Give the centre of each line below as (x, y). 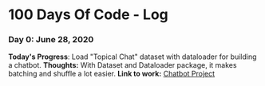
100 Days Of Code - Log (89, 15)
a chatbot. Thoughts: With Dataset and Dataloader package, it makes (123, 65)
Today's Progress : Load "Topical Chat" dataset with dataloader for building (132, 57)
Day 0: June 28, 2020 (51, 40)
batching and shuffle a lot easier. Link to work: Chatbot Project (112, 74)
